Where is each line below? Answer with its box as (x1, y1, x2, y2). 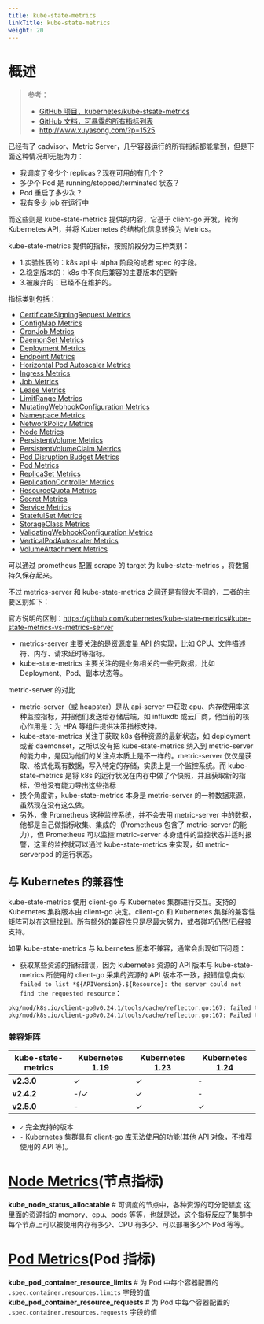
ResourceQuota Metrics (19, 486, 97, 495)
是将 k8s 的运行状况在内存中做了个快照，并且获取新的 (64, 771, 240, 781)
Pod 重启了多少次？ (19, 188, 83, 198)
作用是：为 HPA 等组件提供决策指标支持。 (26, 721, 162, 731)
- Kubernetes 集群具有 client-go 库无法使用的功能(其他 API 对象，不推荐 (19, 1132, 253, 1142)
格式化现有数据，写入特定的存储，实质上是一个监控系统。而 (33, 761, 226, 770)
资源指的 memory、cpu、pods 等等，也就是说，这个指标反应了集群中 (28, 1210, 254, 1219)
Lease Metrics (19, 385, 66, 395)
